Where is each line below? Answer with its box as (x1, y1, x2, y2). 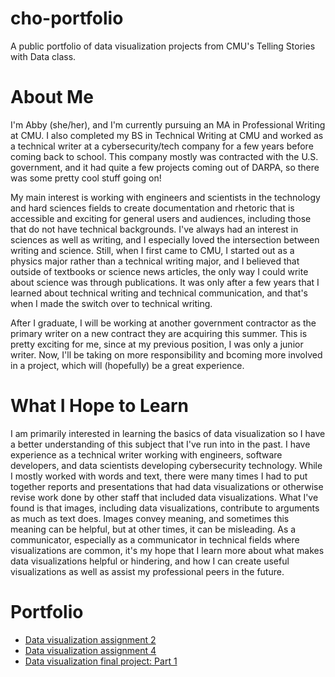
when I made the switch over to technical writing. (10, 297, 213, 309)
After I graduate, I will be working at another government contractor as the (10, 317, 317, 329)
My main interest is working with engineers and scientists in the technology (10, 191, 321, 203)
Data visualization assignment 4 (24, 644, 157, 656)
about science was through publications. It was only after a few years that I (10, 276, 320, 288)
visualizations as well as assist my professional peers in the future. (10, 565, 285, 577)
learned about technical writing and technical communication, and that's (10, 287, 308, 299)
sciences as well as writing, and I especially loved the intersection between (10, 233, 320, 246)
